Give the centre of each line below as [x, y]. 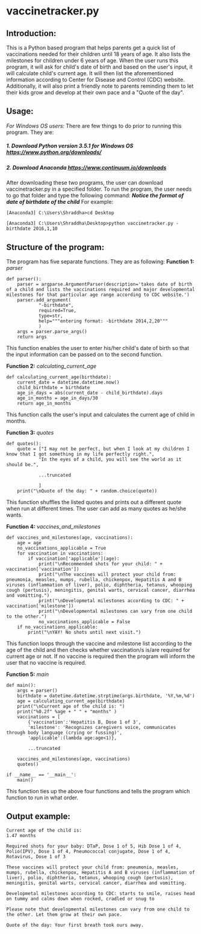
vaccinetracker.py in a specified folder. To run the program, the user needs [99, 189]
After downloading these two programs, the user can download [85, 183]
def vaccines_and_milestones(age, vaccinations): [70, 537]
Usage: [20, 112]
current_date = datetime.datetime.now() [68, 382]
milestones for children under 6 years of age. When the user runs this [92, 60]
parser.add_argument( [44, 300]
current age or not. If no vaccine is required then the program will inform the [101, 656]
